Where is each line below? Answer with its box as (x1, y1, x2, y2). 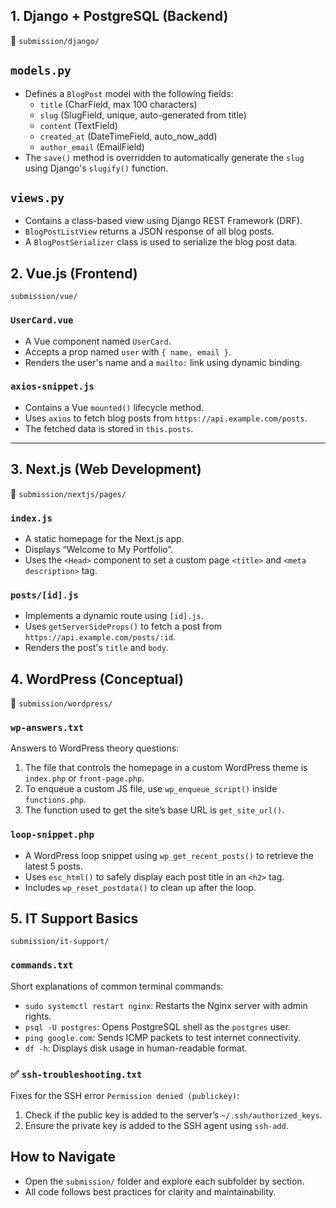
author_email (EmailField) (39, 140, 145, 153)
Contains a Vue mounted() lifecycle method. (24, 401, 205, 413)
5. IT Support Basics (10, 910, 139, 928)
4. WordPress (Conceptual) (10, 670, 184, 688)
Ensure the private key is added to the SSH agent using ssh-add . (24, 1120, 289, 1132)
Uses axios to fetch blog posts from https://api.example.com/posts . (24, 412, 308, 424)
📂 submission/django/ (10, 34, 100, 46)
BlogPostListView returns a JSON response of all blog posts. (24, 225, 275, 238)
